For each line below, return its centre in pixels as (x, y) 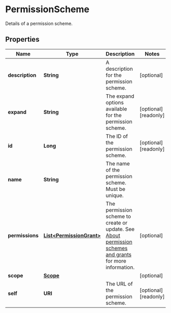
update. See (120, 229)
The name (118, 163)
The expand (120, 96)
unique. (115, 195)
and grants (119, 254)
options (115, 102)
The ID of (117, 136)
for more (116, 261)
